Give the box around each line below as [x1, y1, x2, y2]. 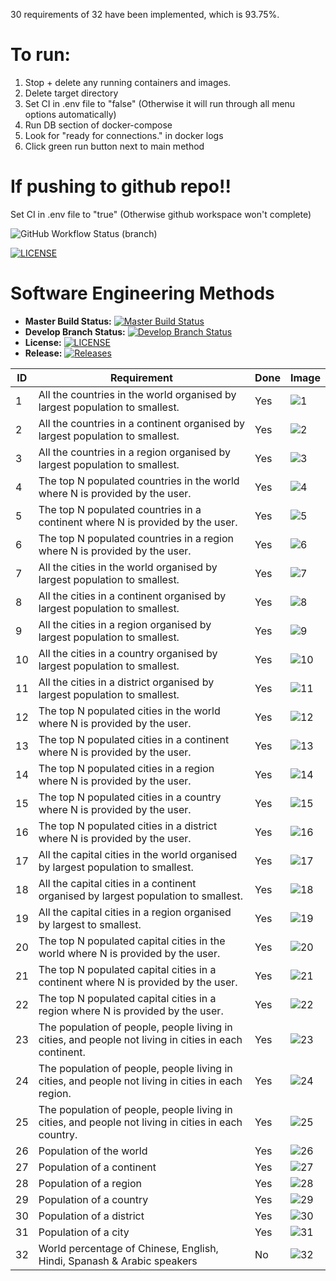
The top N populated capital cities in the [38, 934, 226, 948]
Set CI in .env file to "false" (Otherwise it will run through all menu [24, 97, 296, 109]
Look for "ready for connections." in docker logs [24, 129, 224, 141]
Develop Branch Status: [24, 325, 126, 338]
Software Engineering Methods [10, 282, 275, 305]
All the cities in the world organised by [38, 560, 218, 574]
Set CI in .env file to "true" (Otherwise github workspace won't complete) [10, 208, 312, 220]
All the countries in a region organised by [38, 445, 232, 459]
